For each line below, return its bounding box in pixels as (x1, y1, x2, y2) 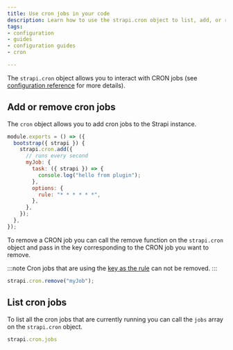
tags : (7, 23, 23, 30)
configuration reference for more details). (7, 81, 126, 89)
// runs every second (25, 152, 89, 159)
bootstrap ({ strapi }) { (13, 139, 85, 146)
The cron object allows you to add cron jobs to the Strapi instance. (7, 119, 197, 128)
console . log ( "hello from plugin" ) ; (37, 171, 141, 179)
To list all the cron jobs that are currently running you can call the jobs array (7, 315, 224, 323)
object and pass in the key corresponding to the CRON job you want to (7, 243, 209, 252)
